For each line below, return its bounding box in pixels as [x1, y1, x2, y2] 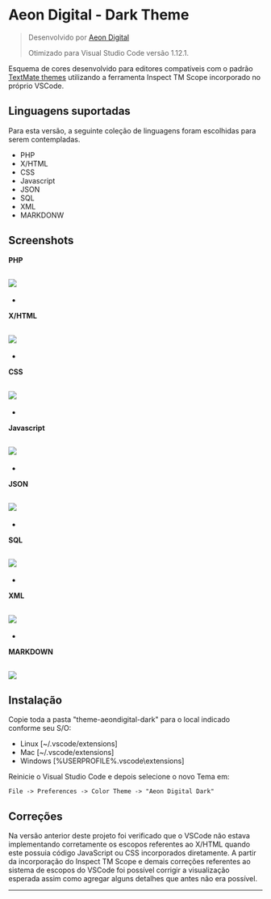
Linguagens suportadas [8, 104, 131, 118]
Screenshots [8, 234, 74, 247]
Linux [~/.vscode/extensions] [19, 739, 119, 749]
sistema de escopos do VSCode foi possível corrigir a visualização [8, 865, 230, 875]
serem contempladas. [8, 134, 81, 144]
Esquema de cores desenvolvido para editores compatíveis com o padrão [8, 63, 253, 74]
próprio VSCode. [8, 81, 65, 91]
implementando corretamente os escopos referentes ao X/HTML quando [8, 839, 251, 850]
